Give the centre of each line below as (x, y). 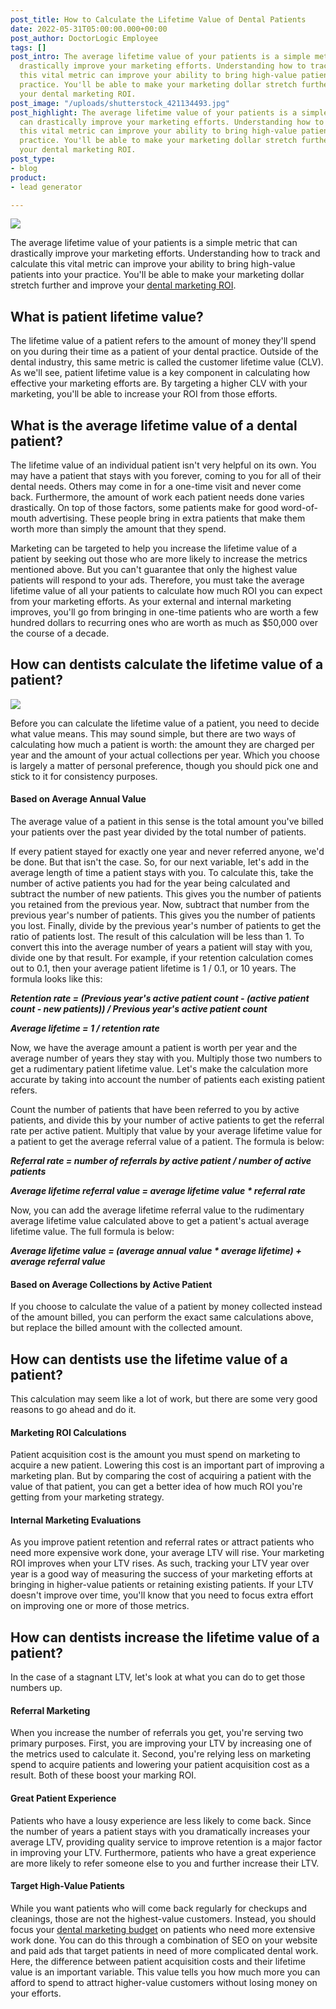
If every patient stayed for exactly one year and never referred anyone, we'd (167, 852)
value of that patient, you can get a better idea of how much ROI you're (156, 1487)
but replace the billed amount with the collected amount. (126, 1328)
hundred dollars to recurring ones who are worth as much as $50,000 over (164, 622)
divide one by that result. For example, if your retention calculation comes (162, 958)
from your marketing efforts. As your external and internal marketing (151, 601)
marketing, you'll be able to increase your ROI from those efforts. (144, 394)
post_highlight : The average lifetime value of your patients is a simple (169, 112)
